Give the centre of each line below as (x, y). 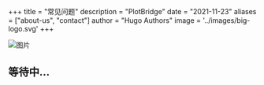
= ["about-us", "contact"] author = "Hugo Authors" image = (105, 20)
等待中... (29, 72)
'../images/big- (226, 20)
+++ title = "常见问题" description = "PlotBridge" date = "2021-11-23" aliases (132, 11)
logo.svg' (23, 29)
